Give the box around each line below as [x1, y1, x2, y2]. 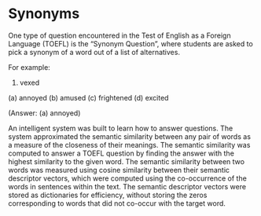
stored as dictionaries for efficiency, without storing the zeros [8, 190, 208, 200]
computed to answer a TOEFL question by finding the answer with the [8, 148, 234, 158]
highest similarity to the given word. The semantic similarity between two [8, 156, 245, 166]
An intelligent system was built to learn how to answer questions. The [8, 123, 233, 133]
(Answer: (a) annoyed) [8, 108, 81, 118]
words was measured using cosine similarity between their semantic [8, 165, 230, 174]
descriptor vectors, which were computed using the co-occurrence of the [8, 174, 248, 183]
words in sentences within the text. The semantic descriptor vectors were [8, 181, 246, 191]
